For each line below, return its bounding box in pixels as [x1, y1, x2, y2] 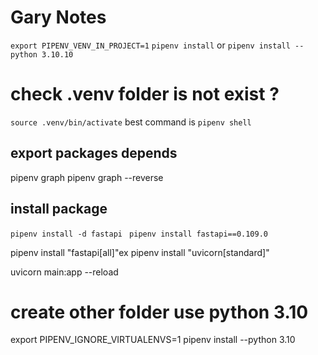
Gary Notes [10, 6, 107, 29]
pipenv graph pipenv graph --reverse [10, 171, 164, 183]
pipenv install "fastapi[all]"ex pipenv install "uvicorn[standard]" [10, 246, 270, 258]
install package [10, 201, 108, 218]
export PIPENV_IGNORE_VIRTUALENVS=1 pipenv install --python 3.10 [10, 334, 296, 346]
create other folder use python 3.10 [10, 301, 309, 323]
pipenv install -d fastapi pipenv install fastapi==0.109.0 [10, 229, 268, 239]
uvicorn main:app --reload [10, 266, 119, 278]
